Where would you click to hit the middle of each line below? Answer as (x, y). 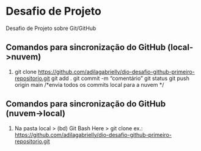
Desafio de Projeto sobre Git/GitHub (51, 28)
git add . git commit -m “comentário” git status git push (120, 78)
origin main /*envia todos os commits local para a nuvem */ (89, 84)
